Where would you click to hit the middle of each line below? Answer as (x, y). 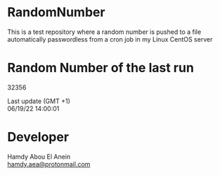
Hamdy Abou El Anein (39, 157)
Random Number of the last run (101, 68)
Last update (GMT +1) (39, 101)
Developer (38, 137)
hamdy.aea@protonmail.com (49, 164)
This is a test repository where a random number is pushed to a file (104, 32)
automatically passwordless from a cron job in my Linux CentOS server (110, 39)
